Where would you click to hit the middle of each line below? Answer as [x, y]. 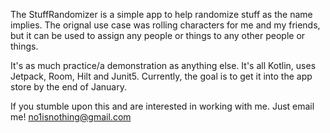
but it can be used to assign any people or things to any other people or [158, 35]
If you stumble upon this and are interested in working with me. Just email [162, 106]
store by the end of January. [68, 87]
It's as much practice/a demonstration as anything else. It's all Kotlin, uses [163, 65]
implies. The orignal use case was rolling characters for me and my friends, [165, 25]
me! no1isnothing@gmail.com [71, 117]
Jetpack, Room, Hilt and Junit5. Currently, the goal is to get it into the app [161, 76]
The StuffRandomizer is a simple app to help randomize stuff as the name [161, 14]
